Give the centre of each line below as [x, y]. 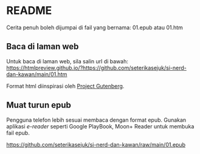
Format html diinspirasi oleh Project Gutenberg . [65, 86]
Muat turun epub [39, 105]
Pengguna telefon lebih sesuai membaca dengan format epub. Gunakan [96, 120]
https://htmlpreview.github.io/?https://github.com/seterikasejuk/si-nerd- [96, 68]
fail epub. [18, 133]
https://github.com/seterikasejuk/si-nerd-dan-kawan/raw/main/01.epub [96, 144]
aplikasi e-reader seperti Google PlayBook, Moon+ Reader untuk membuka [100, 126]
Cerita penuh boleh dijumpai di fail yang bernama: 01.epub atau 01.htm [95, 27]
